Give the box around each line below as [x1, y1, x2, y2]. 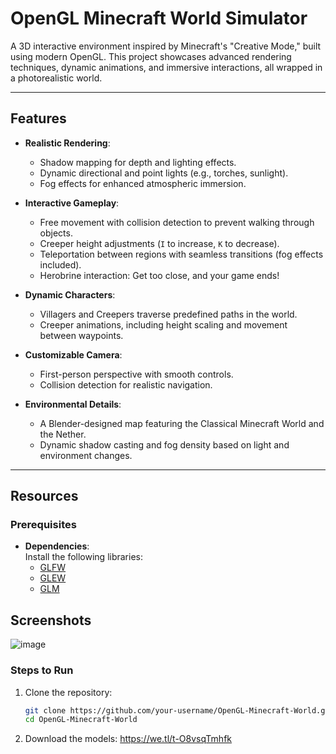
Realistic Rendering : [24, 137, 111, 149]
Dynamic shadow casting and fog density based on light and [39, 438, 290, 451]
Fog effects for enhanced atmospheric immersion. [39, 177, 247, 189]
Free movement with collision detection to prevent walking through [39, 216, 315, 228]
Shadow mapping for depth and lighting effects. [39, 156, 237, 168]
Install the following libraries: [24, 551, 144, 563]
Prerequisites [10, 518, 77, 532]
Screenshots [10, 612, 92, 629]
